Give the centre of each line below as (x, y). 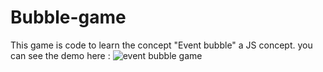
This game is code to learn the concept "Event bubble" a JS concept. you (161, 45)
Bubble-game (68, 17)
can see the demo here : (60, 55)
